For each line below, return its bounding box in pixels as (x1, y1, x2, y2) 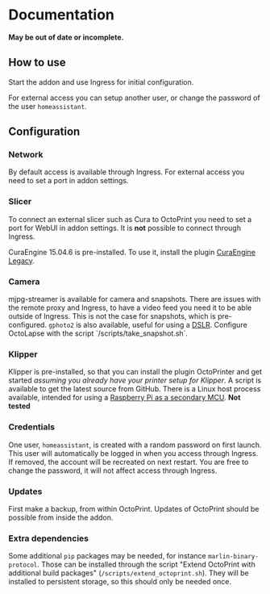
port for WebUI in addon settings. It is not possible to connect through (8, 223, 242, 232)
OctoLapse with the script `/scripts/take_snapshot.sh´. (8, 328, 188, 338)
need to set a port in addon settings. (8, 176, 129, 186)
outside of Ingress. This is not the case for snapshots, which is (8, 312, 216, 321)
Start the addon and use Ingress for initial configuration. (8, 77, 194, 86)
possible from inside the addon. (8, 512, 114, 522)
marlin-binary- (208, 553, 260, 561)
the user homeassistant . (8, 101, 87, 111)
